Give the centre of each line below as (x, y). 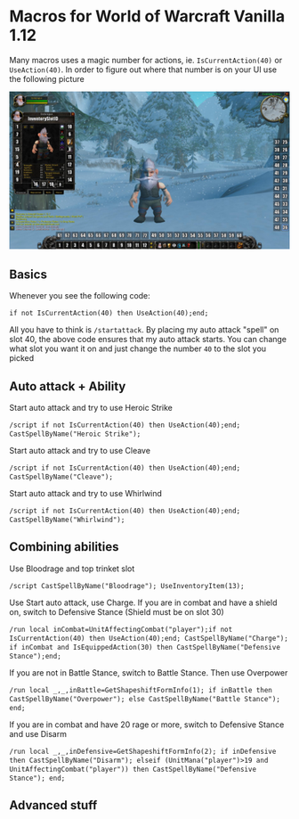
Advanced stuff (53, 805)
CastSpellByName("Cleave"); (61, 477)
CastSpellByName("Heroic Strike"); (75, 434)
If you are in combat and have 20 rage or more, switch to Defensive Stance (147, 725)
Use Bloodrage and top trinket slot (72, 569)
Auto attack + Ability (68, 386)
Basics (28, 274)
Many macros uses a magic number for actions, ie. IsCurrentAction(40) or (146, 60)
